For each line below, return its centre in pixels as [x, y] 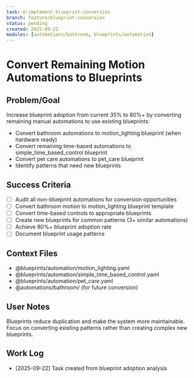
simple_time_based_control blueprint [61, 152]
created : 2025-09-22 [33, 29]
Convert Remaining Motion [76, 65]
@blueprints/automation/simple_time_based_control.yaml [87, 274]
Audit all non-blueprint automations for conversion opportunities [96, 199]
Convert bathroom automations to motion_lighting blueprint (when [98, 133]
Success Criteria [39, 184]
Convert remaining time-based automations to [73, 146]
